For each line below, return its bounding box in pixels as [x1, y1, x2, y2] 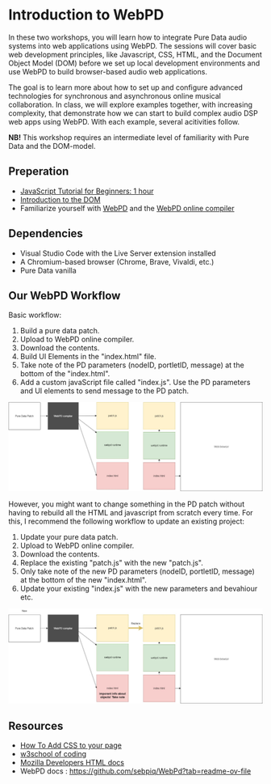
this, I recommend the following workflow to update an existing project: [8, 516, 244, 527]
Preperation [8, 164, 69, 179]
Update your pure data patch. [19, 532, 119, 542]
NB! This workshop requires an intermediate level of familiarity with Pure [8, 132, 250, 142]
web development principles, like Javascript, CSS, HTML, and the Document [8, 49, 262, 59]
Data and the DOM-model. [8, 141, 96, 150]
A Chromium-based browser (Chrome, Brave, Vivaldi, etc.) [19, 256, 215, 266]
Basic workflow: [8, 310, 62, 320]
